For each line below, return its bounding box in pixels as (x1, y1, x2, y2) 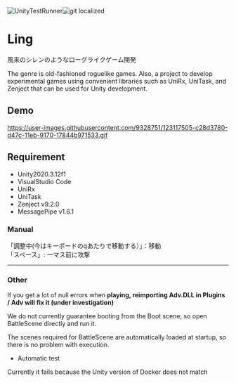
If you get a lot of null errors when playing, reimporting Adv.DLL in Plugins (7, 291, 225, 299)
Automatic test (17, 354, 60, 363)
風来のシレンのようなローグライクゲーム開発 (7, 55, 137, 63)
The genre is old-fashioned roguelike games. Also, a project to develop (7, 69, 213, 77)
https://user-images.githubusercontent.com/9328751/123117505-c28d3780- (7, 123, 228, 131)
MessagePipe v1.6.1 (17, 207, 74, 216)
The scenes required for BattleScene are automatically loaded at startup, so (7, 333, 227, 342)
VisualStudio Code (17, 177, 72, 186)
